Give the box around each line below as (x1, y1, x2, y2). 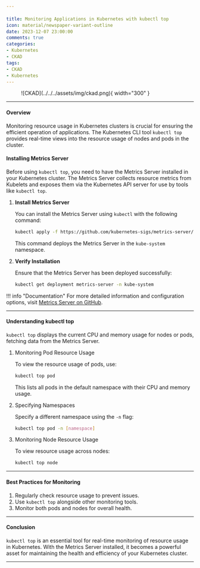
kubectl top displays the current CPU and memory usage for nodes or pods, (6, 331, 194, 338)
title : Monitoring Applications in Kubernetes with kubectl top (6, 16, 169, 22)
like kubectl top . (6, 187, 48, 194)
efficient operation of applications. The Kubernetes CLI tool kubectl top (6, 128, 183, 135)
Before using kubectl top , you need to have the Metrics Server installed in (6, 168, 189, 175)
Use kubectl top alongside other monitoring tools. (14, 498, 138, 505)
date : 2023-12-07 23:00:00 (6, 29, 73, 35)
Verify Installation (14, 257, 61, 265)
